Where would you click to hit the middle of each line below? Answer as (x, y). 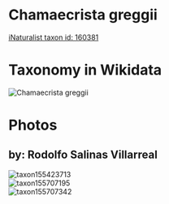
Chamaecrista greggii (83, 15)
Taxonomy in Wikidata (85, 70)
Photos (33, 125)
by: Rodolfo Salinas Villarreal (83, 155)
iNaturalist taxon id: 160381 (54, 37)
